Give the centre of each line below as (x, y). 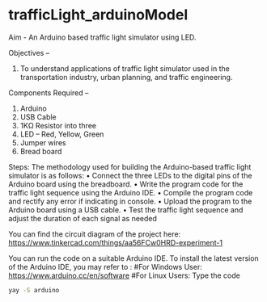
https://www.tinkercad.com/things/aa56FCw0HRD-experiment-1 (116, 242)
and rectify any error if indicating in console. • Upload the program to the (130, 201)
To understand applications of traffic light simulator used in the (125, 68)
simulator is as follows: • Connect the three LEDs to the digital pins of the (130, 175)
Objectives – (29, 52)
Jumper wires (43, 142)
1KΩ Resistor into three (58, 125)
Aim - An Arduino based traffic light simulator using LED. (102, 37)
